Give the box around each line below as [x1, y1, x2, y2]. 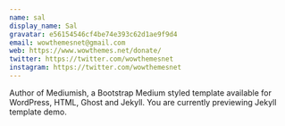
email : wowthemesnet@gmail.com [9, 38, 126, 47]
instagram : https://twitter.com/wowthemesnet [9, 63, 181, 72]
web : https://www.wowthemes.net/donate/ [9, 46, 163, 55]
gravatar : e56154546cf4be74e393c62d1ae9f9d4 [9, 29, 178, 38]
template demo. [9, 106, 67, 117]
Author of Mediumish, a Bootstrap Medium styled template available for [9, 87, 272, 98]
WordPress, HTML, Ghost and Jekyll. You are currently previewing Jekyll [9, 97, 277, 107]
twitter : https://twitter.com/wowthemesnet [9, 55, 174, 63]
